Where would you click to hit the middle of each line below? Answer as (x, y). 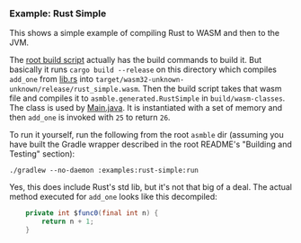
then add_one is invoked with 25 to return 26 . (90, 117)
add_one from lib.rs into (52, 79)
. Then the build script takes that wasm (210, 89)
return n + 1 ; (68, 222)
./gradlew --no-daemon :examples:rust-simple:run (104, 171)
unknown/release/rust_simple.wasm (74, 90)
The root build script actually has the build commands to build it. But (136, 60)
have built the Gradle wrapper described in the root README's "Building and (150, 144)
